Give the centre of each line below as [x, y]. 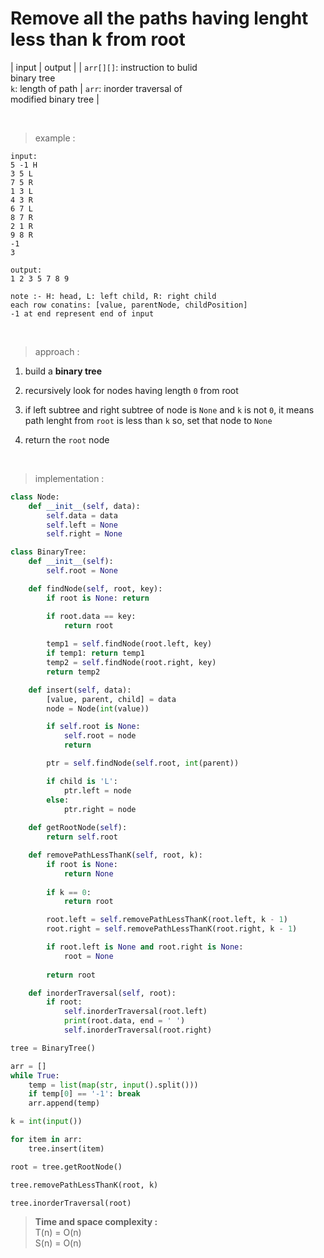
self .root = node [100, 736]
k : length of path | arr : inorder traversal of [96, 88]
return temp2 [73, 672]
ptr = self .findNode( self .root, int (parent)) [143, 763]
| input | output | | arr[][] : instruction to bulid [104, 67]
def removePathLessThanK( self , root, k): [115, 855]
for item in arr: [46, 1140]
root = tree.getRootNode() [66, 1167]
